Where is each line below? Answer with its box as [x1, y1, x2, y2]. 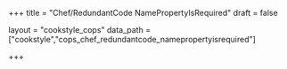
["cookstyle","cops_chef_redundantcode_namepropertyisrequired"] [8, 34, 256, 44]
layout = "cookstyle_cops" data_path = [8, 25, 152, 34]
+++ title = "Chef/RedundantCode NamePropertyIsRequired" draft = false [8, 8, 278, 18]
